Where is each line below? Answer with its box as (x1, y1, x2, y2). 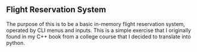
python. (6, 39, 25, 46)
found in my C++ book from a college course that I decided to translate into (6, 32, 192, 40)
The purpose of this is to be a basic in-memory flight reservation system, (6, 20, 186, 27)
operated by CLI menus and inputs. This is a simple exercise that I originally (6, 27, 192, 34)
